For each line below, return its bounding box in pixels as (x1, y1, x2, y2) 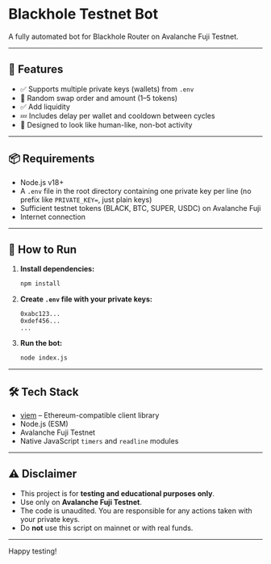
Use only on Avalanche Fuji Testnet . (19, 497, 143, 507)
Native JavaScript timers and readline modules (19, 436, 179, 445)
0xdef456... (19, 317, 60, 326)
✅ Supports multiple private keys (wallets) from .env (19, 84, 194, 94)
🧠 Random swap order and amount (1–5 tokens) (19, 93, 178, 103)
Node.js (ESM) (19, 419, 69, 428)
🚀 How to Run (8, 242, 77, 256)
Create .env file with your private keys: (19, 294, 153, 304)
